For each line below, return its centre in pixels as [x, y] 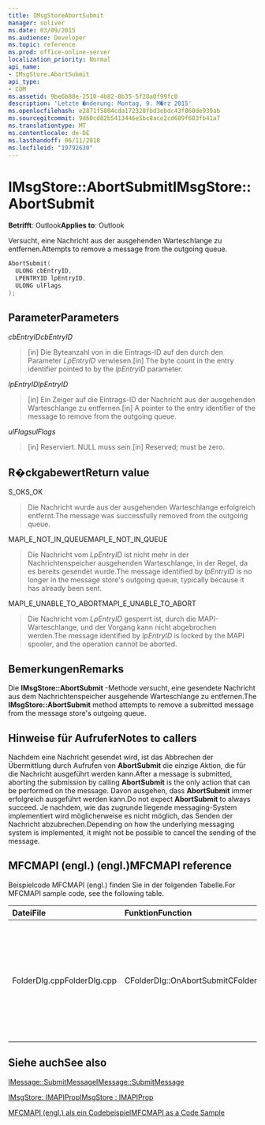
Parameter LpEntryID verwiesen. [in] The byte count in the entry [131, 360]
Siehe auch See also [58, 1063]
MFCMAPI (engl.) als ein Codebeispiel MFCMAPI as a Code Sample [116, 1112]
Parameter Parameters [64, 318]
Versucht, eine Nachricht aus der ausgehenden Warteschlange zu [115, 241]
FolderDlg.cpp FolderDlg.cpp [64, 980]
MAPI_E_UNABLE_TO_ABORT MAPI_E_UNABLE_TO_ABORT [103, 604]
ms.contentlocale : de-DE [49, 133]
